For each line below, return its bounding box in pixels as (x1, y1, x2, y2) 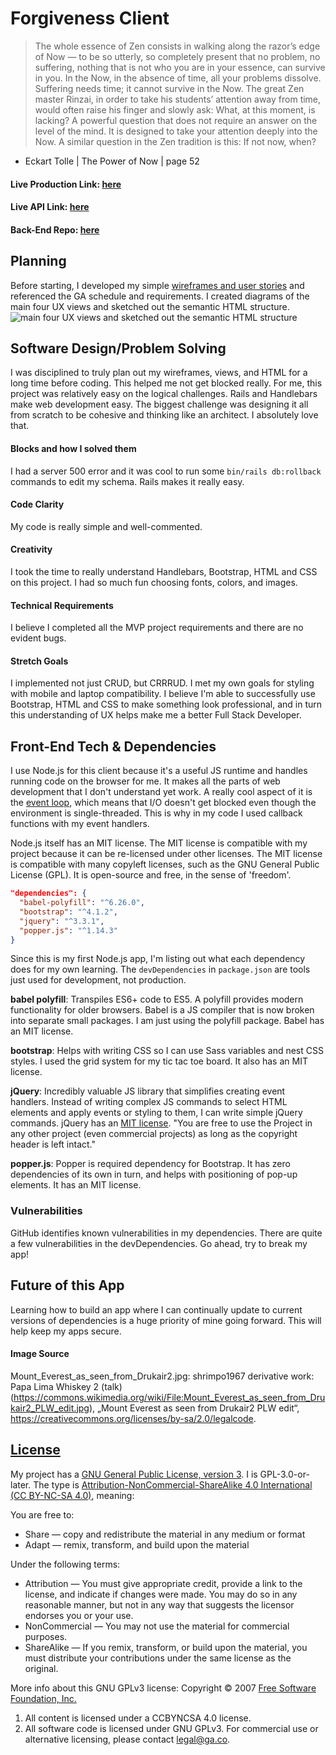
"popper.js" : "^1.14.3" (19, 925, 118, 936)
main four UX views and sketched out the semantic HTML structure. (10, 300, 290, 312)
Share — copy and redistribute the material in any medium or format (24, 1528, 306, 1540)
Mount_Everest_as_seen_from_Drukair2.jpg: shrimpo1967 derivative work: (10, 1370, 315, 1382)
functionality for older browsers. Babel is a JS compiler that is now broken (10, 1004, 315, 1016)
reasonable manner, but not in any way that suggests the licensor (24, 1598, 295, 1611)
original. (24, 1662, 59, 1674)
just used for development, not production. (10, 974, 187, 986)
